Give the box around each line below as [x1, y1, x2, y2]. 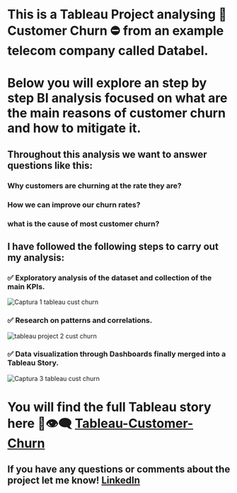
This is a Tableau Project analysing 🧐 [7, 6, 227, 23]
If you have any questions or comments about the [7, 463, 231, 475]
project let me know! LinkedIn [7, 475, 140, 487]
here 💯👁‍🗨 [7, 416, 72, 431]
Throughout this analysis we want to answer [7, 148, 207, 160]
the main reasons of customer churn [7, 106, 226, 121]
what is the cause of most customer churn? [7, 219, 160, 229]
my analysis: [7, 251, 65, 263]
